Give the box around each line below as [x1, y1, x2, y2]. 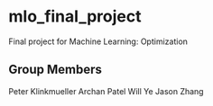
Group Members [8, 62, 103, 77]
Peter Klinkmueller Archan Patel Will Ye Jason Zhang [8, 85, 204, 96]
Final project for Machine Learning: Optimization [8, 36, 189, 47]
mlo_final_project [8, 6, 142, 27]
